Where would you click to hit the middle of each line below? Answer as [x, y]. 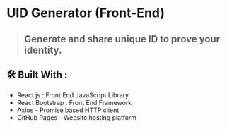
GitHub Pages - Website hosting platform [77, 118]
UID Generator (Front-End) [86, 13]
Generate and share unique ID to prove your [122, 39]
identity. [43, 50]
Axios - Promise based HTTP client [68, 110]
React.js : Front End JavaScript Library [72, 95]
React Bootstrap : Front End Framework [74, 103]
